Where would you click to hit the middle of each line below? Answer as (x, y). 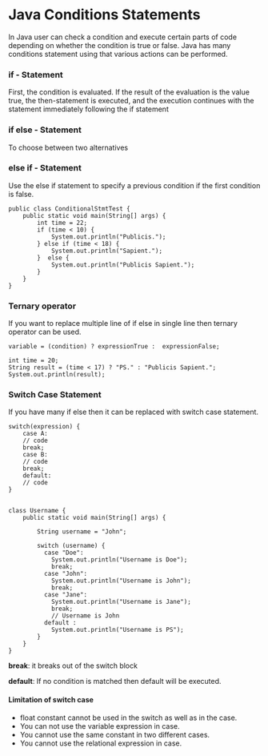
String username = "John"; (82, 532)
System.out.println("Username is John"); (121, 581)
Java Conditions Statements (104, 15)
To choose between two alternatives (68, 147)
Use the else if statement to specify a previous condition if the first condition (134, 185)
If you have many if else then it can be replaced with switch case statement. (133, 412)
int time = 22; (62, 223)
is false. (21, 194)
